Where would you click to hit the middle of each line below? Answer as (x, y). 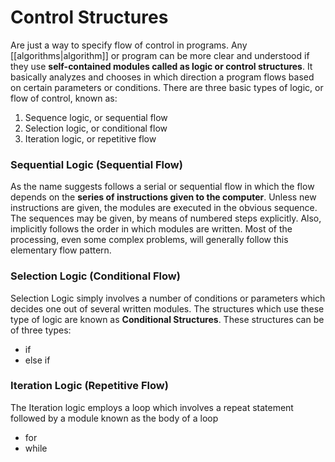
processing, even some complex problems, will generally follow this (149, 240)
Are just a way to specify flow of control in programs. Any (129, 45)
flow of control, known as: (64, 98)
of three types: (41, 330)
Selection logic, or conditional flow (96, 128)
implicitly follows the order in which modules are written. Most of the (151, 229)
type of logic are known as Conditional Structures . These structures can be (167, 319)
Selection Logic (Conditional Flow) (95, 276)
